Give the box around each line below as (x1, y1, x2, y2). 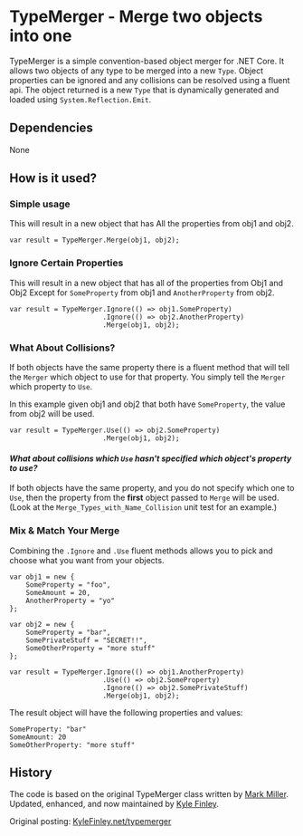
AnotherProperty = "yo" (25, 596, 116, 605)
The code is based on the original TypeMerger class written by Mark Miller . (9, 789, 289, 800)
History (9, 764, 52, 780)
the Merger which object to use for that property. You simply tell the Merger (9, 371, 286, 382)
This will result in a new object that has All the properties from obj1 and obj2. (9, 218, 294, 229)
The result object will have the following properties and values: (9, 706, 243, 717)
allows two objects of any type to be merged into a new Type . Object (9, 65, 264, 76)
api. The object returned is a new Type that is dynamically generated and (9, 84, 279, 95)
